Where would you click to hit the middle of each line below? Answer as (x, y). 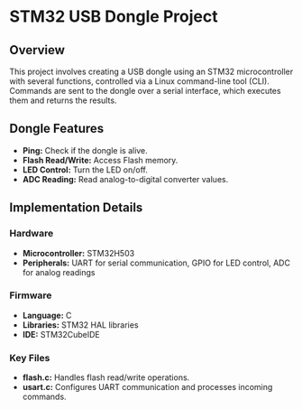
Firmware (31, 295)
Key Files (30, 358)
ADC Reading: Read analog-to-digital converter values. (125, 179)
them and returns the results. (63, 100)
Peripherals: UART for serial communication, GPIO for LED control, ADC (156, 263)
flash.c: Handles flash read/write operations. (106, 377)
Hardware (32, 234)
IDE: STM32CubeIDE (61, 334)
